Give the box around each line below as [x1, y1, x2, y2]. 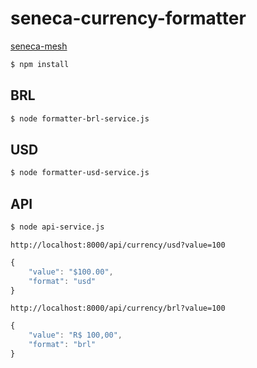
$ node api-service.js [10, 222, 105, 232]
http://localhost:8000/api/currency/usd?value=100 [10, 240, 226, 250]
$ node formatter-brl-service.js [10, 113, 150, 124]
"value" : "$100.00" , [28, 267, 114, 277]
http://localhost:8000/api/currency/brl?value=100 [10, 303, 226, 314]
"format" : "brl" [28, 340, 97, 350]
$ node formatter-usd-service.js [10, 168, 150, 178]
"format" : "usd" [28, 276, 97, 286]
